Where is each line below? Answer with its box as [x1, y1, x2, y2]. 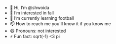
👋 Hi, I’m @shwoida [9, 5, 49, 10]
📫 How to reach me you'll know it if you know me [9, 21, 111, 27]
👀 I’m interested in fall [9, 10, 54, 16]
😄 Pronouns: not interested [9, 28, 66, 34]
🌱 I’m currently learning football [9, 15, 74, 21]
